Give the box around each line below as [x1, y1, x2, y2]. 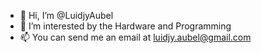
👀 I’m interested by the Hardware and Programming [19, 20, 232, 32]
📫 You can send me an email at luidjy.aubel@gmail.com [19, 31, 252, 43]
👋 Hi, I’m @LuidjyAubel [19, 10, 114, 21]
